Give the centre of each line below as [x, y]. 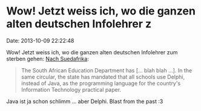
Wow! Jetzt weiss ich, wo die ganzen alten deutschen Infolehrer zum [92, 52]
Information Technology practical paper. [71, 89]
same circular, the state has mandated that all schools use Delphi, [103, 77]
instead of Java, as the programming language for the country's [101, 83]
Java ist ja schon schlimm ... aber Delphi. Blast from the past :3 [85, 101]
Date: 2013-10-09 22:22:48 [40, 40]
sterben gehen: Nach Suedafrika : [48, 59]
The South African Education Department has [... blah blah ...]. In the [107, 70]
